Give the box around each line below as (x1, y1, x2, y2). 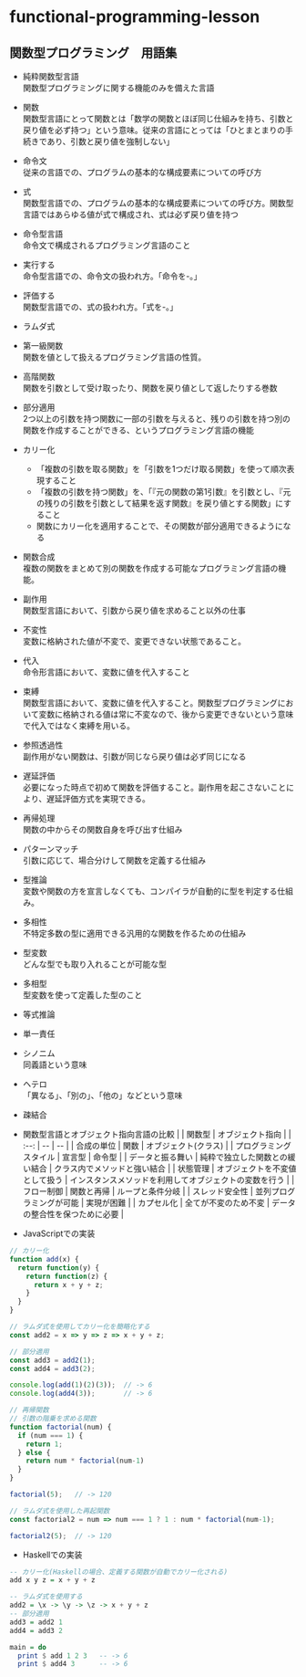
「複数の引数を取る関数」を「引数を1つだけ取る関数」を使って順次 (36, 464, 287, 474)
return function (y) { (17, 1263, 100, 1273)
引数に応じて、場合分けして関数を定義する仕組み (22, 855, 207, 865)
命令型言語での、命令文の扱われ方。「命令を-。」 (22, 271, 202, 281)
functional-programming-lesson (9, 6, 260, 27)
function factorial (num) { (9, 1422, 112, 1431)
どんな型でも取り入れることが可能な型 (22, 959, 167, 970)
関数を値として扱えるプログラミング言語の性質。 (22, 351, 207, 362)
